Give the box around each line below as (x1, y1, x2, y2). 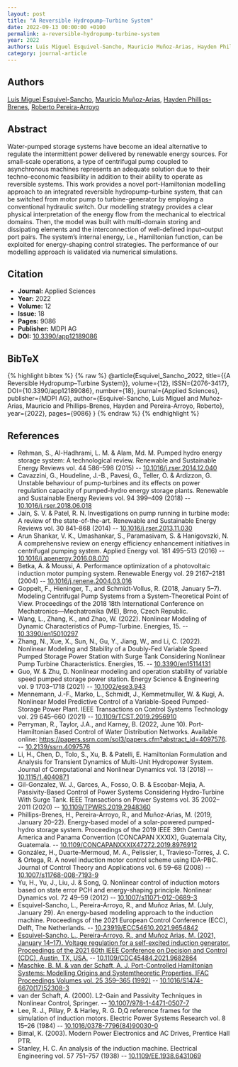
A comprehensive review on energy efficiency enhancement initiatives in (17, 538, 230, 547)
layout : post (7, 10, 46, 18)
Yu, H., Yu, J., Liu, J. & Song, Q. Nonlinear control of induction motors (17, 878, 220, 887)
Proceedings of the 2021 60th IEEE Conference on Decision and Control (17, 946, 228, 954)
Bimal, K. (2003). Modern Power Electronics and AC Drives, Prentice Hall (17, 1029, 230, 1037)
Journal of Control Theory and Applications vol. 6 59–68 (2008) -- (17, 863, 211, 871)
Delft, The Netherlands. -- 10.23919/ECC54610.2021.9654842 (17, 923, 198, 931)
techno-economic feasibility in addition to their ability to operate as (7, 172, 203, 181)
